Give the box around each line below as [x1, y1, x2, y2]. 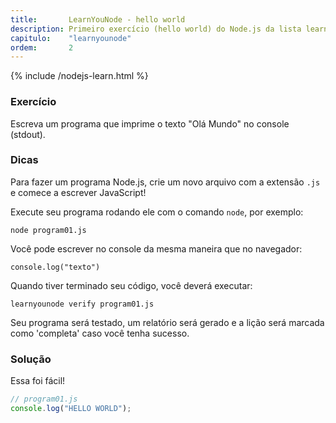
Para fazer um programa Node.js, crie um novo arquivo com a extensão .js [10, 176, 321, 188]
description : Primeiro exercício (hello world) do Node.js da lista [10, 24, 302, 34]
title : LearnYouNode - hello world [10, 14, 186, 25]
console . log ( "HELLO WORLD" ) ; [10, 404, 132, 414]
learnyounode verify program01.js [10, 299, 155, 309]
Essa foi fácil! [10, 375, 66, 387]
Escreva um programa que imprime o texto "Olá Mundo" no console [10, 117, 290, 130]
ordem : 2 [10, 42, 74, 53]
